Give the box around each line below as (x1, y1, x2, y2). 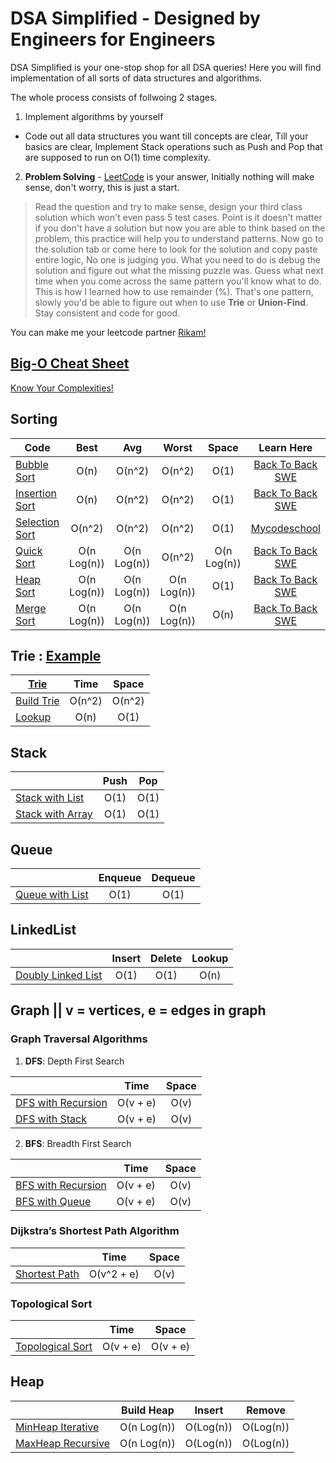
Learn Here (258, 440, 313, 454)
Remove (246, 1403, 286, 1417)
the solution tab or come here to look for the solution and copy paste (34, 243, 318, 255)
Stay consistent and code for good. (34, 307, 181, 319)
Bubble (15, 457, 49, 471)
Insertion (15, 486, 57, 500)
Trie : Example (10, 647, 102, 664)
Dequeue (151, 871, 196, 884)
